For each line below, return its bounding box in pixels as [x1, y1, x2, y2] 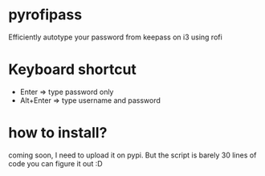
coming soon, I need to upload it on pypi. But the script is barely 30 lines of [8, 150, 257, 160]
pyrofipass [8, 6, 83, 24]
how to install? [8, 124, 108, 142]
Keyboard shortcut [8, 60, 137, 79]
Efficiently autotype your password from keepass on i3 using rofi [8, 32, 222, 42]
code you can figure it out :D [8, 158, 103, 168]
